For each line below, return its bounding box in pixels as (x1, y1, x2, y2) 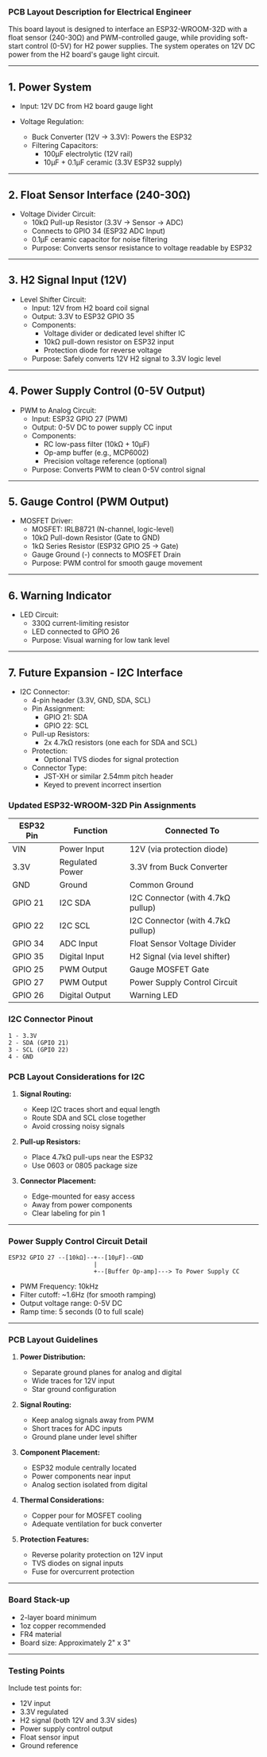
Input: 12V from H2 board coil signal (31, 303, 149, 313)
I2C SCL (59, 920, 91, 931)
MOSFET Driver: (19, 516, 73, 526)
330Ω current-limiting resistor (31, 619, 130, 628)
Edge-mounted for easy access (31, 1191, 135, 1201)
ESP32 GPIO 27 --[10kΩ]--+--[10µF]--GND (8, 1254, 145, 1262)
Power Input (59, 844, 105, 855)
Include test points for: (8, 1683, 82, 1693)
